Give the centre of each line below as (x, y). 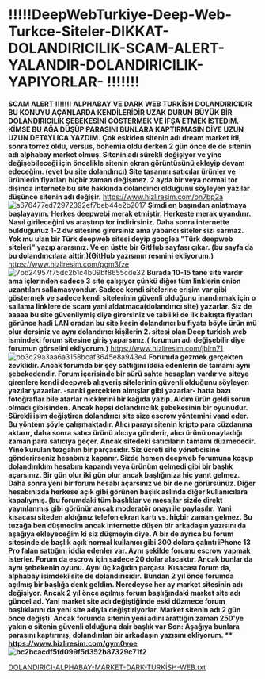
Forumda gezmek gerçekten (196, 357)
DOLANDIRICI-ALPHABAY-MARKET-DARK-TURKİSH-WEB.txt (107, 667)
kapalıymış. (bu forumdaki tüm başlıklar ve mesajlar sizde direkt (115, 500)
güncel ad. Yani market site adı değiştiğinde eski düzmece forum (117, 601)
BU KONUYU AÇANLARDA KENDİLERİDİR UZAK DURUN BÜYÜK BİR (120, 112)
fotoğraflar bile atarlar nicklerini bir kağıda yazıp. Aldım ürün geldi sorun (129, 399)
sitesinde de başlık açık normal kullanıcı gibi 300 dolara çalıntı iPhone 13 (130, 542)
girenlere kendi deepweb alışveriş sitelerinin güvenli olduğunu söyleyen (129, 382)
